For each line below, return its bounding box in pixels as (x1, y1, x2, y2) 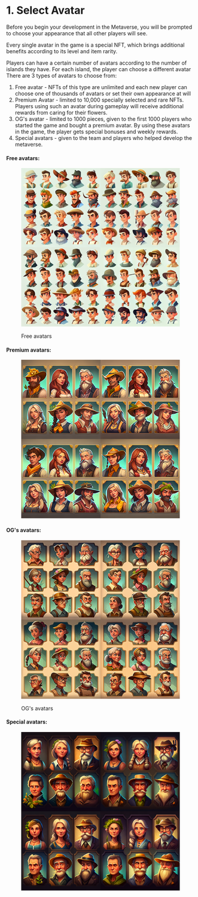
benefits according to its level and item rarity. (6, 47, 118, 54)
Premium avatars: (6, 346, 51, 353)
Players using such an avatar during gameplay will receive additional (14, 102, 184, 109)
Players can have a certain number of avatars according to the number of (6, 59, 187, 66)
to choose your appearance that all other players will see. (6, 29, 148, 36)
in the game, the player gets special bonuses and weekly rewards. (14, 128, 178, 135)
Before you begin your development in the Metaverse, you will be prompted (6, 23, 193, 30)
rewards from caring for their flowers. (14, 109, 108, 116)
